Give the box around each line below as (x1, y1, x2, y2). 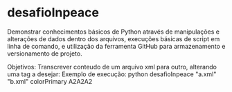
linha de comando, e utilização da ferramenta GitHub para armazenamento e (7, 42, 226, 50)
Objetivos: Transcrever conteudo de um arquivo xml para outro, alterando (7, 62, 217, 71)
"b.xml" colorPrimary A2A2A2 (7, 77, 93, 85)
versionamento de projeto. (7, 49, 82, 58)
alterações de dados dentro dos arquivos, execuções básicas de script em (7, 34, 220, 43)
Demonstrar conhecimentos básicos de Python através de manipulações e (7, 27, 220, 36)
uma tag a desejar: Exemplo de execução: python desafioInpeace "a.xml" (7, 70, 217, 78)
